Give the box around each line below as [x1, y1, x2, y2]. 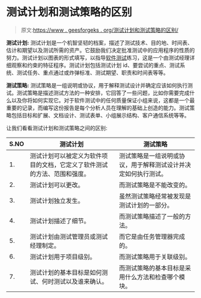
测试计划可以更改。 [29, 181, 84, 189]
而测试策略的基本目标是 [118, 264, 185, 272]
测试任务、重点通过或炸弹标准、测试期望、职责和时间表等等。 [16, 69, 169, 76]
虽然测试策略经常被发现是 [118, 192, 191, 200]
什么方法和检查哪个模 [124, 273, 185, 281]
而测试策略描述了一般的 [118, 212, 185, 220]
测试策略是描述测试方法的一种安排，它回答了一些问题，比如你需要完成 [16, 89, 190, 96]
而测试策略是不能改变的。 [118, 181, 191, 189]
